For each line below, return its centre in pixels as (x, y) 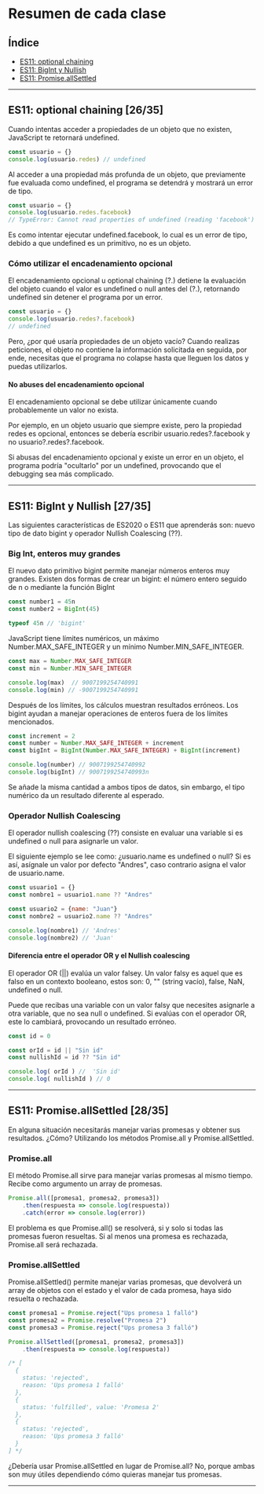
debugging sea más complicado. (61, 474)
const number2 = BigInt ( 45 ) (54, 610)
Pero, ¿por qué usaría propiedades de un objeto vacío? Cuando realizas (124, 342)
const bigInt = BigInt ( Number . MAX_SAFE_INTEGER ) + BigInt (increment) (125, 751)
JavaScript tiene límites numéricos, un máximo (84, 639)
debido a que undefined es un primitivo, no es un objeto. (100, 244)
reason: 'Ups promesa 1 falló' (73, 1386)
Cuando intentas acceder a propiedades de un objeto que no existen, (120, 129)
